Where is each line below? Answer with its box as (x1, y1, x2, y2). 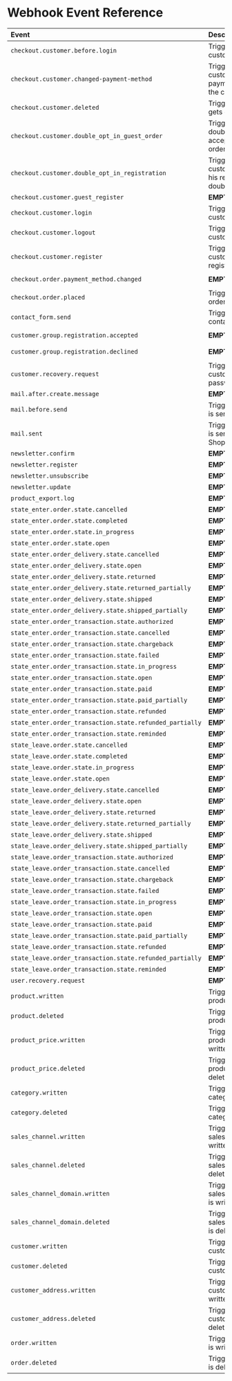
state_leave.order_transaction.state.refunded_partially (10, 954, 202, 962)
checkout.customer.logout (10, 228, 96, 236)
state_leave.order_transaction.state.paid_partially (10, 932, 188, 939)
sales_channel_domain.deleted (10, 1218, 110, 1226)
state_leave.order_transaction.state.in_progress (10, 898, 177, 905)
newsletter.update (10, 483, 71, 491)
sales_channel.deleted (10, 1161, 85, 1169)
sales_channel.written (10, 1133, 85, 1140)
